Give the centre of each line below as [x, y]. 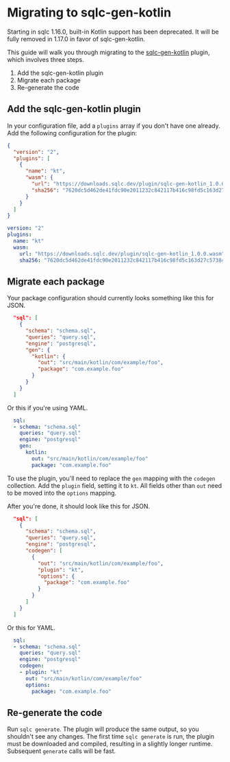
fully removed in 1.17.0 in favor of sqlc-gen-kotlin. [76, 38]
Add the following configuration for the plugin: [72, 133]
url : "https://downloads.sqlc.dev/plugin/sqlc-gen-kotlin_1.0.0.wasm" [122, 254]
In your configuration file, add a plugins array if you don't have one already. [114, 126]
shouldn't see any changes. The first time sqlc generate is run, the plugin [111, 737]
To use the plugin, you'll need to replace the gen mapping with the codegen [111, 478]
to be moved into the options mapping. [62, 493]
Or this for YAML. [31, 627]
